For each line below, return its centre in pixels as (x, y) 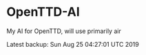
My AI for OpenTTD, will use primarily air (64, 31)
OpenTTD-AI (43, 12)
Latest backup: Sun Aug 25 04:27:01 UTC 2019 (73, 44)
